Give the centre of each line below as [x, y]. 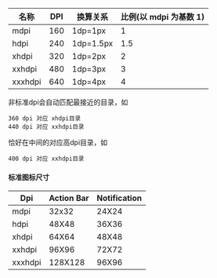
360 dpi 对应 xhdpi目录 [44, 119]
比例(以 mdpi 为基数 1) [163, 17]
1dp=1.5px [92, 44]
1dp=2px [89, 56]
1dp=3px [89, 69]
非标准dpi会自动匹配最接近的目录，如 [68, 102]
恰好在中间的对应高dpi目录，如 [58, 142]
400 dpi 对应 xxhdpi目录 [46, 159]
